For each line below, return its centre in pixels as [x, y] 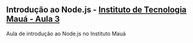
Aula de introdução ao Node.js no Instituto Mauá [66, 33]
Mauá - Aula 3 [33, 19]
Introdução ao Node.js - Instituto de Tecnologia [96, 10]
